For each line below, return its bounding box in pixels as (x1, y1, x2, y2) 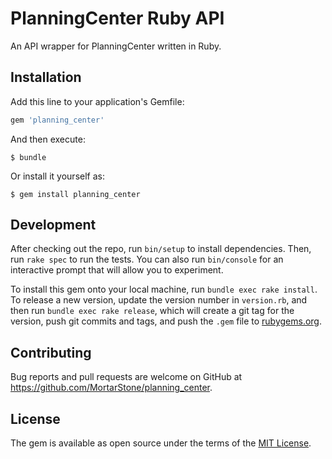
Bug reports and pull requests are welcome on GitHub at (10, 371, 243, 383)
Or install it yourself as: (10, 170, 105, 182)
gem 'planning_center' (10, 115, 105, 125)
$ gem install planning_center (10, 189, 141, 199)
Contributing (10, 344, 92, 361)
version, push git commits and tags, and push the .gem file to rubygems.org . (10, 315, 323, 327)
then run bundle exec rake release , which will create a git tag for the (10, 305, 295, 317)
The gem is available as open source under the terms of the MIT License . (10, 437, 312, 449)
